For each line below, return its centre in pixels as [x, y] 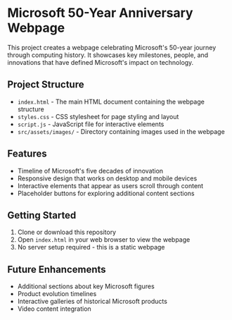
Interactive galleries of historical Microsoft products [92, 302]
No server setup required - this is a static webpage [91, 247]
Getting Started [42, 215]
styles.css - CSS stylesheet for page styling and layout [98, 116]
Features [27, 154]
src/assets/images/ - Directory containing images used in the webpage [121, 131]
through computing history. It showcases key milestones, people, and [108, 55]
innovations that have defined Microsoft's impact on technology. [101, 62]
